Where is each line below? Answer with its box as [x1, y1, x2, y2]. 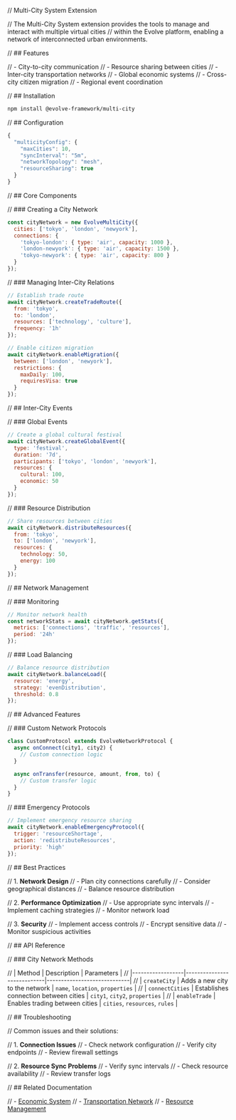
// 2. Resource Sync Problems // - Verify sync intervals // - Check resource [7, 1062, 229, 1070]
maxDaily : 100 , [20, 370, 65, 378]
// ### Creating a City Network [7, 204, 98, 213]
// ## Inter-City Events [7, 404, 73, 412]
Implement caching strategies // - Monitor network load [7, 906, 170, 914]
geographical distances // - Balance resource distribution [7, 884, 175, 893]
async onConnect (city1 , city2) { [14, 745, 113, 752]
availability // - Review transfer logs [7, 1069, 112, 1078]
